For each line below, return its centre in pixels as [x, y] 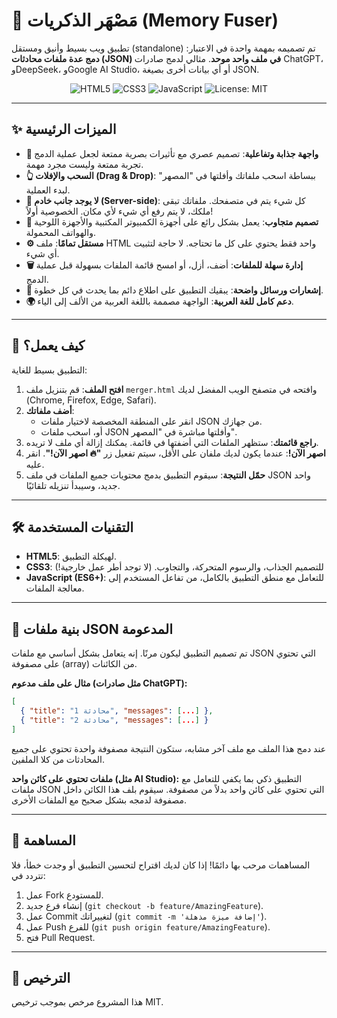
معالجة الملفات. [55, 588]
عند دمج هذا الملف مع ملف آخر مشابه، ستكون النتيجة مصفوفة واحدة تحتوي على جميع [168, 748]
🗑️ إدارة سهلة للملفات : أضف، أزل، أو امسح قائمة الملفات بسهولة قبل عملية [164, 265]
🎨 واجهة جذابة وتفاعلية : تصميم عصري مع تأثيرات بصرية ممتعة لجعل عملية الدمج [172, 153]
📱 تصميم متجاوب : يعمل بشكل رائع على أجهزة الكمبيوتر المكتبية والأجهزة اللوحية [172, 221]
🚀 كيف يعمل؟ [48, 345]
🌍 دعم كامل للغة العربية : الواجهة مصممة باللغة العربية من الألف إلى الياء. [159, 301]
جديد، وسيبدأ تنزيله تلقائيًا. [73, 485]
